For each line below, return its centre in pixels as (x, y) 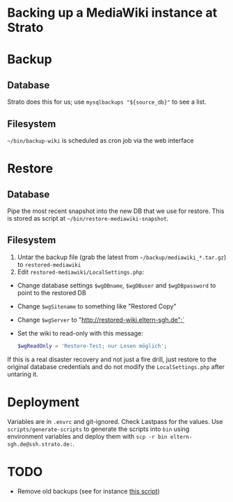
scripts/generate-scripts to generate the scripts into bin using (98, 429)
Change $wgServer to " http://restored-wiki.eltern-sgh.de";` (101, 320)
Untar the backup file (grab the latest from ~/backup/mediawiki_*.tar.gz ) (122, 257)
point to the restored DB (52, 292)
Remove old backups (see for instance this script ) (88, 491)
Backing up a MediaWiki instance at (112, 13)
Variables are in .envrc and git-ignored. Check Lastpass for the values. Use (115, 421)
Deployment (43, 402)
